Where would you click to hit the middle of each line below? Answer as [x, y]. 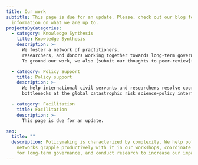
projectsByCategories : [34, 28]
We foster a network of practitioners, [70, 50]
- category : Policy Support [46, 71]
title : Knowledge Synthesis [51, 39]
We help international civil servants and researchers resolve [101, 88]
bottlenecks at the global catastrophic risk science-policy [98, 94]
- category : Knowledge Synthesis [52, 34]
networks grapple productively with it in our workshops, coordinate [104, 148]
